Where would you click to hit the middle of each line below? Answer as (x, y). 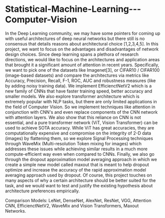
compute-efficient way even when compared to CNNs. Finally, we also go (80, 154)
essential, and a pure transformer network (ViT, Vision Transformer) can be (82, 123)
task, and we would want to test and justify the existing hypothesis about (79, 185)
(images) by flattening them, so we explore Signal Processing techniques (79, 138)
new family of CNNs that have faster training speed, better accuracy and (79, 91)
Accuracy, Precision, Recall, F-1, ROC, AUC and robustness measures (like (81, 81)
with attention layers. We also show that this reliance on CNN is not (73, 117)
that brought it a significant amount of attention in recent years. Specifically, (82, 65)
